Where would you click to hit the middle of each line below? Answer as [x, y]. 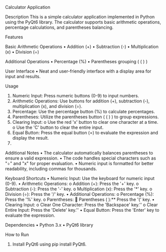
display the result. [30, 138]
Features [14, 37]
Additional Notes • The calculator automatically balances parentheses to [79, 153]
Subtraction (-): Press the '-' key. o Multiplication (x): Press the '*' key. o [79, 189]
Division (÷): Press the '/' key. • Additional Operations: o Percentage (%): [80, 194]
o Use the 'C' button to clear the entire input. [58, 127]
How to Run [17, 235]
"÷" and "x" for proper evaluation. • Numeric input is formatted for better [80, 163]
